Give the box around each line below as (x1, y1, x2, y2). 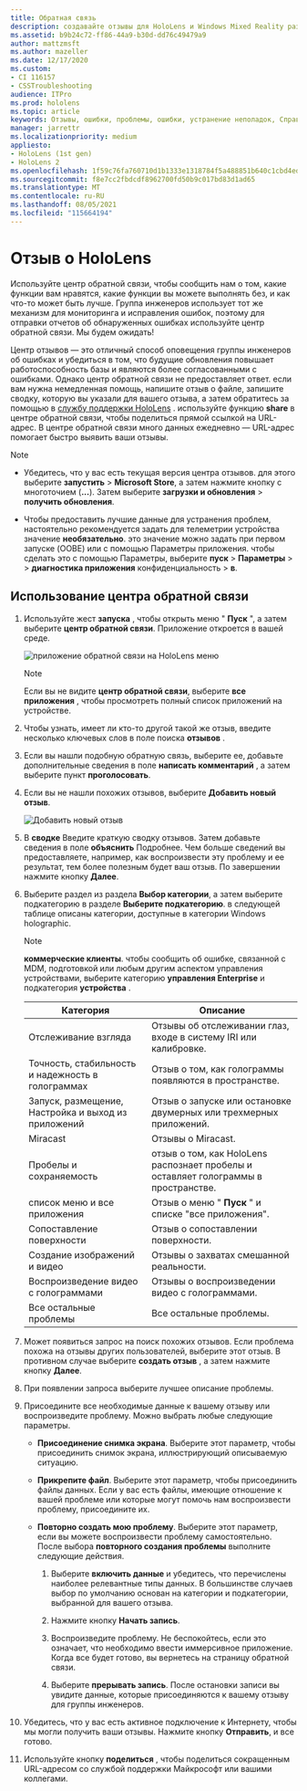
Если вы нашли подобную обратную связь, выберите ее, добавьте (23, 749, 283, 760)
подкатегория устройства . (23, 982, 131, 993)
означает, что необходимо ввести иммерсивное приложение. (50, 1642, 293, 1653)
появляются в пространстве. (150, 1074, 281, 1086)
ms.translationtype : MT (10, 183, 101, 193)
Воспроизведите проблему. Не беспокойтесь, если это (50, 1632, 267, 1643)
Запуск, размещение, (27, 1094, 124, 1107)
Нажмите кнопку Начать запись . (50, 1615, 180, 1626)
